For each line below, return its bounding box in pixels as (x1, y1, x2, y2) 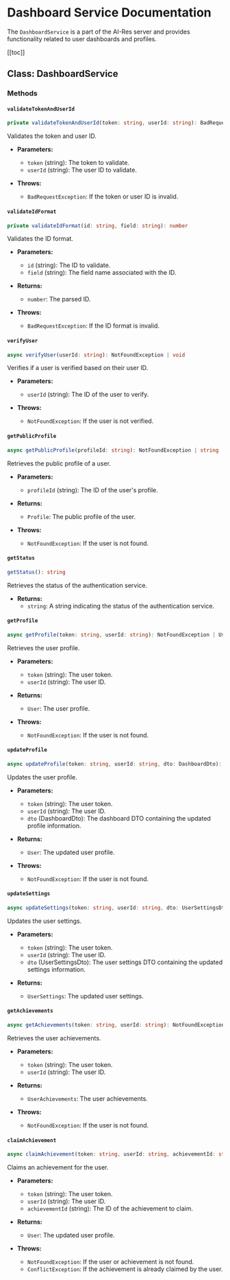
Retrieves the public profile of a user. (7, 459, 112, 468)
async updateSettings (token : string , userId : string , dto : (7, 904, 179, 911)
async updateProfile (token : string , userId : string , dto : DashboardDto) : (7, 760, 222, 767)
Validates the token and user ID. (7, 132, 97, 140)
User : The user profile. (27, 704, 90, 712)
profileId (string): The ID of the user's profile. (27, 485, 159, 494)
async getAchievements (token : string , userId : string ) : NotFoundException (7, 1022, 225, 1029)
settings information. (27, 965, 86, 973)
